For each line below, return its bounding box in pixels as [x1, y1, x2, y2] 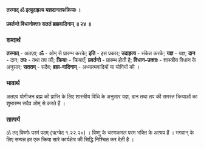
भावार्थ [6, 79, 20, 88]
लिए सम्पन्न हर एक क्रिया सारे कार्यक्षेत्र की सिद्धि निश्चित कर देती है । [6, 136, 135, 144]
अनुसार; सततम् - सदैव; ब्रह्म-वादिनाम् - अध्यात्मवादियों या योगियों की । [6, 63, 140, 71]
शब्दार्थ [6, 36, 21, 44]
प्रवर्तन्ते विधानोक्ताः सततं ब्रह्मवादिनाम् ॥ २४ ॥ [6, 20, 91, 28]
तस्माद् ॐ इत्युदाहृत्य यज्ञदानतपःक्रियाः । [6, 6, 81, 13]
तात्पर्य [6, 115, 20, 123]
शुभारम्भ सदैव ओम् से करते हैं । [6, 99, 66, 107]
